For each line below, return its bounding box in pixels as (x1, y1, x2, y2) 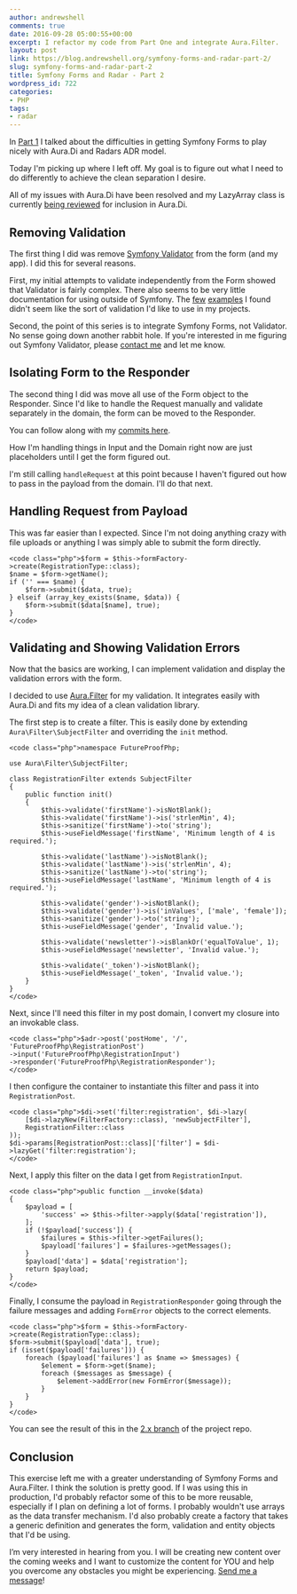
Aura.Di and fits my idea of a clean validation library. (9, 700, 200, 710)
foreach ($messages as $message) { (41, 1369, 173, 1378)
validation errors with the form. (9, 673, 122, 684)
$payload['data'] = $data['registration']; (25, 1257, 189, 1266)
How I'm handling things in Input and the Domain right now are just (9, 441, 253, 453)
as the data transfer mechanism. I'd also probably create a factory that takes (9, 1511, 289, 1521)
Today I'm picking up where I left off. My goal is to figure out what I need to (9, 163, 284, 174)
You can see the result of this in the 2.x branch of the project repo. (9, 1423, 253, 1434)
